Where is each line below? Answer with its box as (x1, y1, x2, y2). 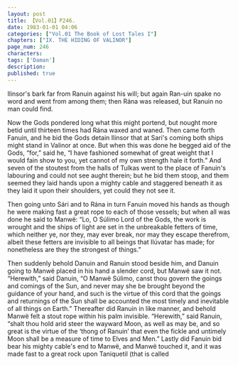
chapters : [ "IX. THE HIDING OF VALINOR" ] (7, 37, 132, 44)
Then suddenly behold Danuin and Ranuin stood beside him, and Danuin (7, 258, 219, 267)
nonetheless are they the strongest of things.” (7, 245, 141, 254)
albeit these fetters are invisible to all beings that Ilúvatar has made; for (7, 237, 215, 246)
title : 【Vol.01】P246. (7, 17, 76, 24)
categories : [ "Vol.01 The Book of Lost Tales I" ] (7, 30, 158, 38)
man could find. (7, 104, 53, 113)
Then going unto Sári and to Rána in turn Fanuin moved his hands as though (7, 200, 229, 208)
